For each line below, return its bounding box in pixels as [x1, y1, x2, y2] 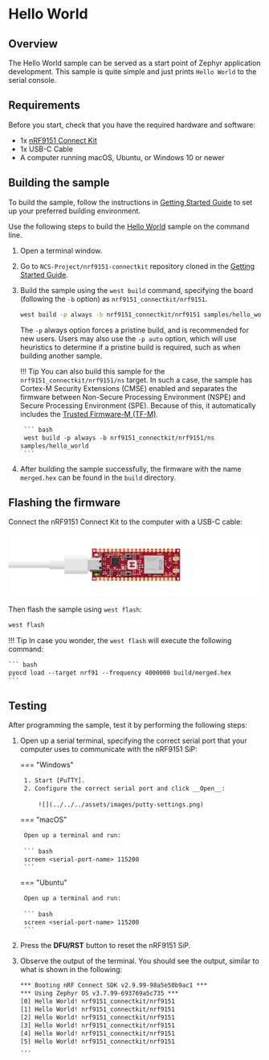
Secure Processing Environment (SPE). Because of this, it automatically [19, 400, 256, 410]
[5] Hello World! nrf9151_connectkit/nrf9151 [19, 1037, 175, 1046]
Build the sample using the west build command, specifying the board [19, 285, 254, 295]
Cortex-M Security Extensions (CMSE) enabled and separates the [19, 383, 238, 393]
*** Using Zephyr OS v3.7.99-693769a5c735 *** [19, 989, 179, 997]
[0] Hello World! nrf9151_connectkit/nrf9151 [19, 997, 175, 1005]
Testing [8, 699, 47, 712]
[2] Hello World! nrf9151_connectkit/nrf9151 [19, 1013, 175, 1021]
